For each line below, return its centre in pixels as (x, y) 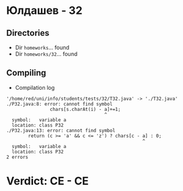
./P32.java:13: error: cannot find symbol (61, 130)
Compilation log (35, 87)
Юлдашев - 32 (44, 11)
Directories (28, 33)
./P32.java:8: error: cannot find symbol (60, 104)
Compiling (26, 73)
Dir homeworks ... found (42, 47)
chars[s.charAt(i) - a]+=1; (85, 109)
